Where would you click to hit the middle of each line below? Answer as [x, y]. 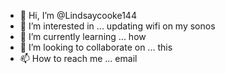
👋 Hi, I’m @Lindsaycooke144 [78, 15]
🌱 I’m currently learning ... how [83, 36]
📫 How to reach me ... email [78, 58]
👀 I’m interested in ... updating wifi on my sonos [117, 26]
